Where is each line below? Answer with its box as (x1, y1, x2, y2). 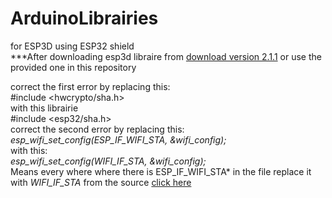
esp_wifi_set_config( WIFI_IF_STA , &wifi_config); (10, 155, 207, 167)
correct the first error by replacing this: (10, 80, 171, 92)
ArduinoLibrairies (10, 7, 159, 30)
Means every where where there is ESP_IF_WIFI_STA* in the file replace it (10, 165, 312, 177)
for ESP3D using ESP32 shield (10, 40, 135, 52)
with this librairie (10, 102, 79, 114)
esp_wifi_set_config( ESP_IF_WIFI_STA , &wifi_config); (10, 133, 227, 146)
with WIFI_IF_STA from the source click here (10, 176, 192, 188)
